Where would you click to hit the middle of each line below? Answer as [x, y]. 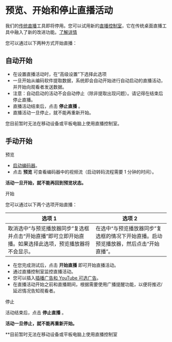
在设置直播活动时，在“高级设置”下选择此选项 [60, 74]
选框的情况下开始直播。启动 [129, 236]
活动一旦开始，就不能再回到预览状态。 [46, 183]
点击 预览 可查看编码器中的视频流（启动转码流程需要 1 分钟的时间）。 [85, 172]
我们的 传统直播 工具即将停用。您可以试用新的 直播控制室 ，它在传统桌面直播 [84, 26]
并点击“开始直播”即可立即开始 [44, 236]
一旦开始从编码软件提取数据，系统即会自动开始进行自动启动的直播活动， [89, 81]
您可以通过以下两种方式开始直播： [41, 43]
